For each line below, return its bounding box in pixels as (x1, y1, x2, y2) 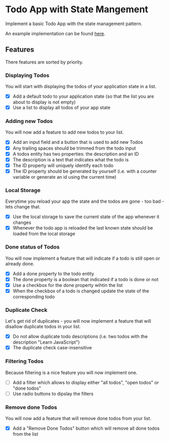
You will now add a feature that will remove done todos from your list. (5, 415, 152, 421)
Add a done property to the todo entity (12, 270, 95, 277)
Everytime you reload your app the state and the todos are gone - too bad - (5, 198, 164, 204)
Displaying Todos (5, 72, 50, 79)
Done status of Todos (5, 243, 60, 250)
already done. (5, 260, 35, 267)
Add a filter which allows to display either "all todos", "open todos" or (12, 379, 159, 385)
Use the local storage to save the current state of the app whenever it (12, 214, 160, 220)
